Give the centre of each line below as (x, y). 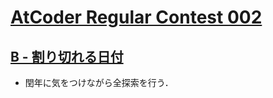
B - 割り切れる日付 (67, 56)
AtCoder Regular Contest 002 (136, 17)
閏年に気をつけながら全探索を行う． (99, 82)
